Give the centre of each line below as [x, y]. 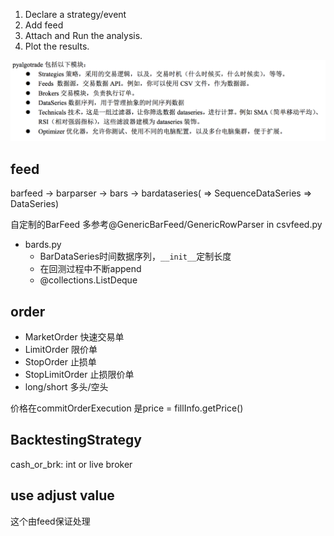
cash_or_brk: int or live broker [71, 464]
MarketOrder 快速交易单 [74, 337]
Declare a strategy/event [75, 14]
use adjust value [62, 495]
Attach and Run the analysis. [83, 35]
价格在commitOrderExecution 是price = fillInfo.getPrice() [127, 408]
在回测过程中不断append [90, 269]
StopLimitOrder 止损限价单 [79, 375]
